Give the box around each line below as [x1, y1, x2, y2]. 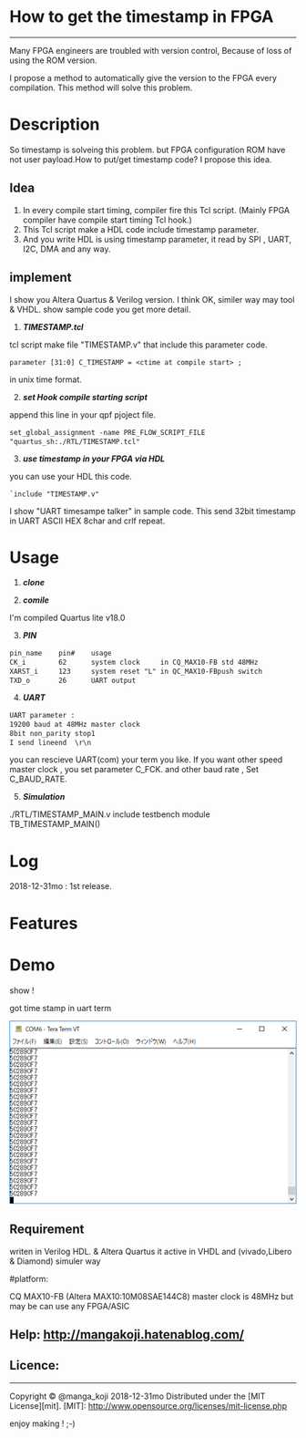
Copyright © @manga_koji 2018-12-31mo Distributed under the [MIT [9, 1391, 266, 1402]
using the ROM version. [9, 55, 97, 66]
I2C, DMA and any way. [22, 243, 111, 254]
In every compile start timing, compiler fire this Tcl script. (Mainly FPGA [22, 204, 290, 215]
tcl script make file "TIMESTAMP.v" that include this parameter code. [9, 339, 268, 350]
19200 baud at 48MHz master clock [9, 720, 141, 729]
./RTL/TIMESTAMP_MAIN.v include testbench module [9, 809, 211, 820]
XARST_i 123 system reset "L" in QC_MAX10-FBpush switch [9, 667, 262, 677]
